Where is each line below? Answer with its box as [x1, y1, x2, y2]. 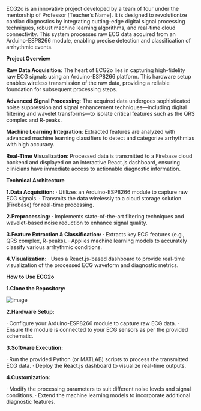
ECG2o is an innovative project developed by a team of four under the [6, 5, 179, 12]
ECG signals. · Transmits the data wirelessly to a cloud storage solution [6, 195, 182, 202]
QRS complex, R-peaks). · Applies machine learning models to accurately [6, 237, 187, 244]
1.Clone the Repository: [6, 285, 66, 292]
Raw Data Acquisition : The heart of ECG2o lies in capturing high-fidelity [6, 67, 185, 74]
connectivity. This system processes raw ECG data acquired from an [6, 31, 176, 38]
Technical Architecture [6, 177, 65, 184]
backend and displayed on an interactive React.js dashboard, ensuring [6, 159, 181, 166]
